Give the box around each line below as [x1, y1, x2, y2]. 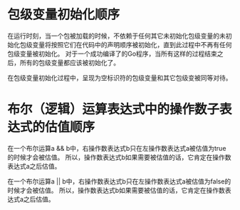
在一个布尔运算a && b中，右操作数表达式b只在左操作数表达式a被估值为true [7, 144, 226, 152]
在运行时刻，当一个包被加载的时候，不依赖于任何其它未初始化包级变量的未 [7, 31, 226, 40]
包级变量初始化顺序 [7, 6, 120, 23]
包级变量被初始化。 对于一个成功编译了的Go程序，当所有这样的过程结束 [7, 49, 217, 58]
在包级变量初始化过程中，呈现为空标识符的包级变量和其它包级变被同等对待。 [7, 73, 232, 82]
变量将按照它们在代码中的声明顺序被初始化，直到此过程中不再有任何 [31, 40, 232, 49]
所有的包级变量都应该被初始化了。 [19, 58, 120, 66]
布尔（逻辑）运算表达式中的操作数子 [7, 101, 220, 118]
